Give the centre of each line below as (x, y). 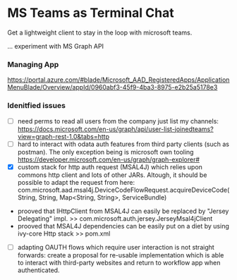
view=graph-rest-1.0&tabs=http (63, 136)
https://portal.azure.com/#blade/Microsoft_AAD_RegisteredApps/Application (119, 80)
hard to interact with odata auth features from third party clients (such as (123, 144)
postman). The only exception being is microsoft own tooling (105, 152)
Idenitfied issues (36, 106)
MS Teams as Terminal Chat (91, 13)
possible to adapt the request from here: (76, 182)
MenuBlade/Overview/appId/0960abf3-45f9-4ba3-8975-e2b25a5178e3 (113, 87)
